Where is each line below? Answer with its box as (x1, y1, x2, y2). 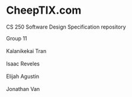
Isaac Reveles (6, 60, 40, 67)
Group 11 (6, 35, 28, 42)
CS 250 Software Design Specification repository (6, 23, 126, 30)
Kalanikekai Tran (6, 47, 47, 54)
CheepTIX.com (6, 4, 82, 17)
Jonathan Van (6, 85, 40, 92)
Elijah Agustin (6, 73, 40, 80)
